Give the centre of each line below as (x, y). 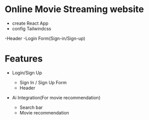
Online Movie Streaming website (74, 9)
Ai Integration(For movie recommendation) (56, 97)
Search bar (31, 107)
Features (24, 59)
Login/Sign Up (27, 73)
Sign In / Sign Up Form (43, 82)
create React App (30, 23)
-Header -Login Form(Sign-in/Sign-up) (45, 38)
